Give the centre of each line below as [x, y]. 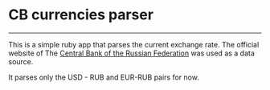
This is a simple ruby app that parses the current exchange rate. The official [134, 44]
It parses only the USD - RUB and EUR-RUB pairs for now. [104, 77]
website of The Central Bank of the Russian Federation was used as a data [132, 53]
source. [21, 61]
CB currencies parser [81, 15]
